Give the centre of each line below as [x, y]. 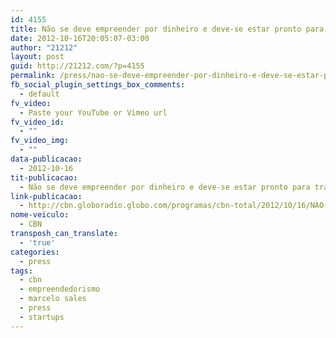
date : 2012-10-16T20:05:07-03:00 [80, 38]
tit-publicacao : [44, 177]
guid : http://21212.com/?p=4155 [77, 66]
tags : [21, 271]
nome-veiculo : [40, 215]
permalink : [33, 76]
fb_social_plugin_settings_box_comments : [98, 85]
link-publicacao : [46, 196]
